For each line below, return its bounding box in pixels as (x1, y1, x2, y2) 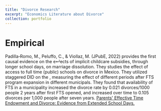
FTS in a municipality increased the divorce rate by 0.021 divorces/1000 (5, 85, 150, 90)
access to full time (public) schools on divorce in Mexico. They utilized (5, 69, 147, 75)
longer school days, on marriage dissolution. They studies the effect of (5, 64, 148, 70)
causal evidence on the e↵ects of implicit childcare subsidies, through (5, 59, 148, 65)
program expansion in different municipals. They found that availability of (5, 79, 153, 86)
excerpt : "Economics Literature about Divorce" (5, 12, 105, 17)
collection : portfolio (5, 16, 52, 21)
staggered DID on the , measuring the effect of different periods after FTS (5, 74, 154, 80)
